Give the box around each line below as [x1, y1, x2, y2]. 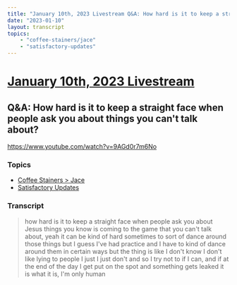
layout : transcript [7, 23, 65, 30]
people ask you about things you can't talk [7, 112, 198, 124]
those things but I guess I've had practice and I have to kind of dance [24, 239, 226, 248]
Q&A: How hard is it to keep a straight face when [7, 102, 224, 114]
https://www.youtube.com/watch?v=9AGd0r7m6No [7, 142, 157, 150]
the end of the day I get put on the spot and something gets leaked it [24, 262, 224, 270]
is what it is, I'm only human [24, 269, 106, 278]
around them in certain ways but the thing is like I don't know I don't [24, 247, 222, 255]
